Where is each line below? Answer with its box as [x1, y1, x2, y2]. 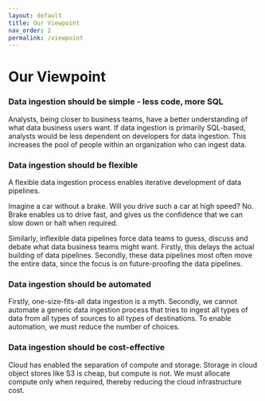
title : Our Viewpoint [8, 19, 80, 27]
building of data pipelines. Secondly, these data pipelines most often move [8, 251, 253, 260]
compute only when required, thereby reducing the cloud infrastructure [8, 376, 242, 386]
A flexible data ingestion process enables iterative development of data [8, 178, 242, 187]
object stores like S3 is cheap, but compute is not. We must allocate [8, 368, 231, 378]
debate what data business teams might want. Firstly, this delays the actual [8, 242, 255, 252]
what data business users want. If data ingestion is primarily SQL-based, [8, 122, 246, 132]
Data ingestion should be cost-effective [8, 342, 166, 353]
